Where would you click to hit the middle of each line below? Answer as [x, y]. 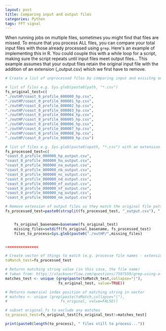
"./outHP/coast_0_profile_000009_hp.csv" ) [49, 138]
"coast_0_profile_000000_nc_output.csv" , [48, 174]
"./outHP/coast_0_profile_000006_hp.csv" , [49, 124]
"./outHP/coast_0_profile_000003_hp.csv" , [49, 110]
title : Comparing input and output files [48, 14]
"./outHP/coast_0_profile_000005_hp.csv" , [49, 119]
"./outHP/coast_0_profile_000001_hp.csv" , [49, 101]
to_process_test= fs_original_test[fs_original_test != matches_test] [76, 315]
